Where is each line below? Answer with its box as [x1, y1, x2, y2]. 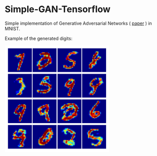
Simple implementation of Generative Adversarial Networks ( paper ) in [5, 20, 152, 26]
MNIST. [5, 25, 21, 31]
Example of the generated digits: [5, 35, 73, 41]
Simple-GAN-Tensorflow [5, 4, 111, 15]
